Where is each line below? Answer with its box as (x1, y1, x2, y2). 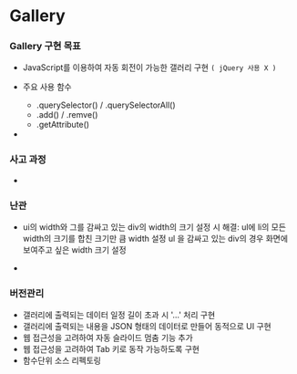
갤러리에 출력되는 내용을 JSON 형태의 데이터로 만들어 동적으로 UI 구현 (22, 321, 271, 332)
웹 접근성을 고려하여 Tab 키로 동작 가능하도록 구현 (22, 344, 200, 355)
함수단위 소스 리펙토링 (22, 355, 102, 366)
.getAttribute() (36, 119, 89, 130)
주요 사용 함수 (22, 81, 72, 92)
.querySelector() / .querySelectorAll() (36, 99, 176, 110)
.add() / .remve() (36, 109, 98, 120)
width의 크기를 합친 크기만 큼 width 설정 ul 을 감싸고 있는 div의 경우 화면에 (22, 234, 289, 244)
